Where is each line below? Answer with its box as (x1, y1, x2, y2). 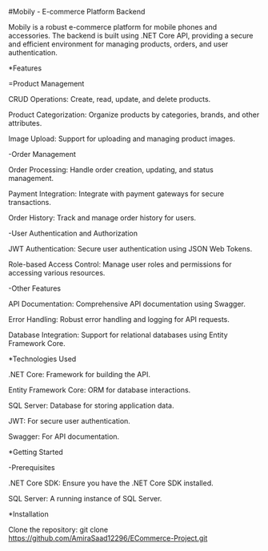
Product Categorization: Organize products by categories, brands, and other (8, 110, 260, 119)
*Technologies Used (8, 354, 77, 364)
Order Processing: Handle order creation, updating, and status (8, 165, 214, 175)
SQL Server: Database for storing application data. (8, 400, 174, 410)
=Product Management (8, 79, 85, 88)
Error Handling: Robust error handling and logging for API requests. (8, 315, 230, 324)
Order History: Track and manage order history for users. (8, 213, 197, 223)
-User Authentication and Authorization (8, 228, 138, 238)
